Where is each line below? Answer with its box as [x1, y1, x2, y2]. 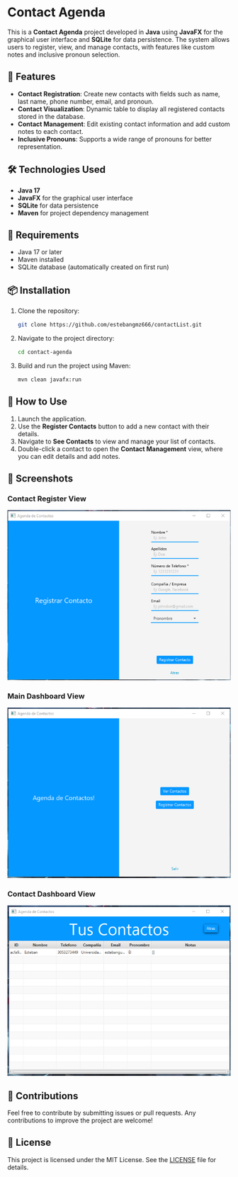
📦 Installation [7, 284, 71, 296]
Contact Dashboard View [7, 889, 96, 899]
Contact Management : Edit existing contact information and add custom [17, 120, 230, 128]
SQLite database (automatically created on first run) [17, 263, 169, 271]
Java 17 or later [17, 248, 62, 256]
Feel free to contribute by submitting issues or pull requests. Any [7, 1108, 196, 1117]
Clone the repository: [17, 307, 80, 315]
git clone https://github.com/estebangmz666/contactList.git [17, 322, 203, 329]
